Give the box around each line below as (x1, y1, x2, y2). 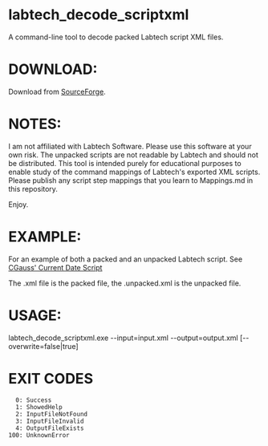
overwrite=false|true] (8, 341, 79, 351)
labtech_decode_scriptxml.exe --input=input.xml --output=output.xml (8, 333, 238, 343)
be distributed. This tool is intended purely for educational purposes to (8, 158, 242, 168)
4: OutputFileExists (15, 424, 84, 432)
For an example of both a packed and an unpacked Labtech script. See (8, 254, 243, 264)
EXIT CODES (8, 369, 94, 387)
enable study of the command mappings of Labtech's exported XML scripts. (8, 167, 261, 176)
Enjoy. (8, 199, 29, 209)
